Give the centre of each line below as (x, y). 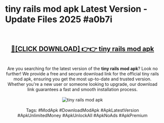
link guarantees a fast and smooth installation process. (82, 89)
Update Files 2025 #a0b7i (59, 19)
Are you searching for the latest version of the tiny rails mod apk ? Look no (82, 68)
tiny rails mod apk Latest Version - (76, 9)
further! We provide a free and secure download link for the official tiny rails (82, 74)
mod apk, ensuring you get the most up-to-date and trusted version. (82, 79)
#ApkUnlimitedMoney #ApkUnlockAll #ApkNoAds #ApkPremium (82, 115)
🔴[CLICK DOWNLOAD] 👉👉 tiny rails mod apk (82, 49)
